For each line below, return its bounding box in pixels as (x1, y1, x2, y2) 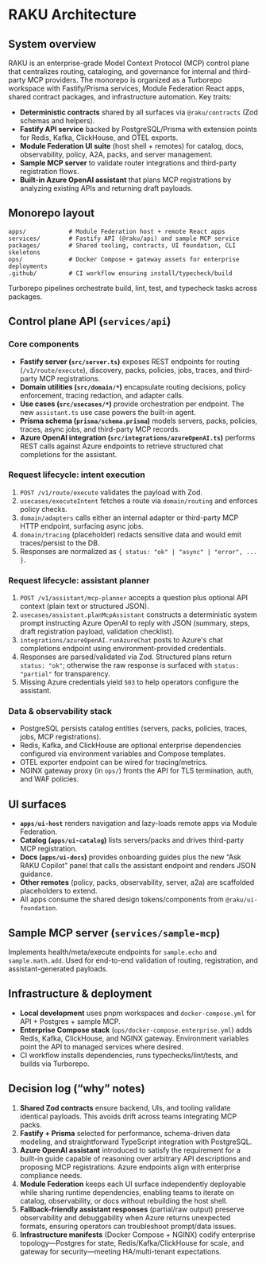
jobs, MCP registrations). (19, 732, 102, 742)
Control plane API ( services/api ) (8, 315, 172, 328)
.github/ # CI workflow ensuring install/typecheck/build (8, 269, 233, 277)
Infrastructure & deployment (8, 987, 152, 1001)
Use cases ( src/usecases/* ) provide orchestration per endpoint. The (19, 399, 245, 409)
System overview (8, 37, 97, 51)
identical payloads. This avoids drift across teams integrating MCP (19, 1111, 237, 1121)
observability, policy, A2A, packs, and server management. (19, 149, 213, 159)
